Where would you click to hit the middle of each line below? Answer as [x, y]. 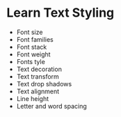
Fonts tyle [31, 61]
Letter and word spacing [52, 106]
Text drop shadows [44, 84]
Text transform [38, 76]
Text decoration [39, 69]
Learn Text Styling [60, 13]
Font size [30, 32]
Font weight [33, 54]
